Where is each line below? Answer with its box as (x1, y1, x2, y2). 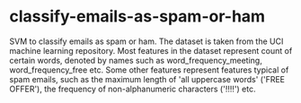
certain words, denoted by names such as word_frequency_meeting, (9, 55, 262, 65)
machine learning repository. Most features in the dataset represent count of (9, 45, 293, 56)
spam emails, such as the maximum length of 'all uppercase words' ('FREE (9, 73, 286, 84)
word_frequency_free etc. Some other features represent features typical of (9, 64, 289, 75)
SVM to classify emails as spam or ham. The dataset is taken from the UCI (9, 36, 284, 47)
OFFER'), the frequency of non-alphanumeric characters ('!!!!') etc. (9, 83, 256, 94)
